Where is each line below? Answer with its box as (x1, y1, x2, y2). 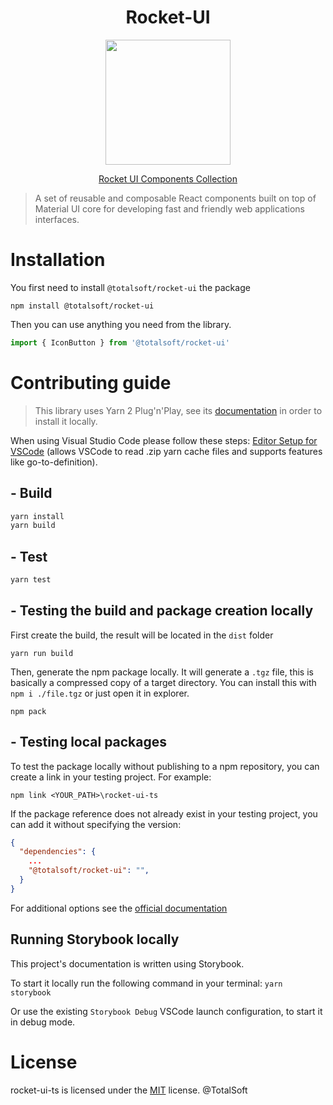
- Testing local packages (10, 734, 168, 751)
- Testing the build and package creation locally (10, 602, 314, 620)
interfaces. (34, 213, 80, 225)
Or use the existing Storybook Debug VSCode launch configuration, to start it (10, 1005, 323, 1017)
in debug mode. (10, 1016, 76, 1028)
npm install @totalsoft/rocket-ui (10, 301, 155, 311)
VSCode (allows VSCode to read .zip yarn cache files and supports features (10, 445, 323, 457)
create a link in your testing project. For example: (10, 771, 212, 783)
